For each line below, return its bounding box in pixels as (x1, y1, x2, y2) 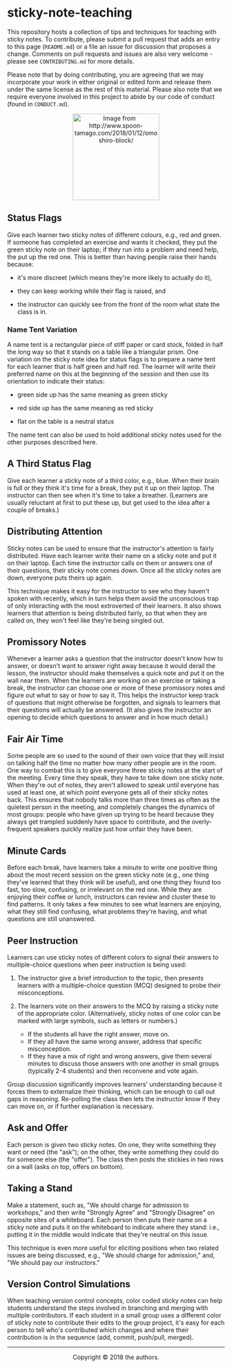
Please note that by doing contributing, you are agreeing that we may (7, 70, 204, 79)
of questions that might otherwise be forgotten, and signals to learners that (7, 699, 221, 707)
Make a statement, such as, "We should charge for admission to (7, 1201, 189, 1209)
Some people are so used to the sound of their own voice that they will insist (7, 752, 224, 760)
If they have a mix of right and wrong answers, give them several (27, 1052, 212, 1060)
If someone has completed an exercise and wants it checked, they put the (7, 238, 217, 246)
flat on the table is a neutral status (17, 417, 115, 426)
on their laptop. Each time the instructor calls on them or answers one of (7, 558, 213, 567)
